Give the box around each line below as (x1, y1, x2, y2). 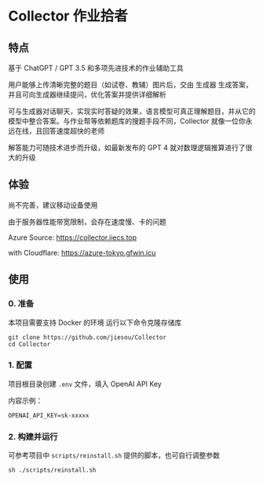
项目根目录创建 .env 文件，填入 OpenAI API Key (8, 379, 163, 388)
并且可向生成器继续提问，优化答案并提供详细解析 (8, 90, 166, 99)
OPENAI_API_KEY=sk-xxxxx (8, 411, 89, 419)
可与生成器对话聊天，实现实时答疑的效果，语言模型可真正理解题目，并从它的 (8, 107, 256, 116)
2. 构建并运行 (8, 431, 58, 442)
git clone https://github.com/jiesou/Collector (8, 333, 167, 341)
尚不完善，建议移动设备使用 (8, 200, 98, 209)
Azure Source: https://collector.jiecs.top (8, 233, 137, 242)
